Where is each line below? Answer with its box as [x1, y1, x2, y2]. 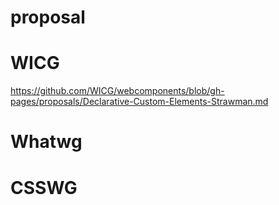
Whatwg [10, 131, 83, 153]
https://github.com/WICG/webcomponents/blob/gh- [10, 85, 225, 97]
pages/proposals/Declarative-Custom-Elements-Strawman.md [10, 96, 269, 108]
